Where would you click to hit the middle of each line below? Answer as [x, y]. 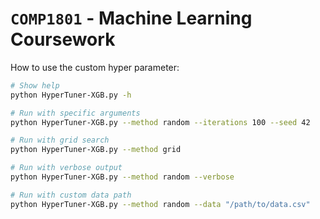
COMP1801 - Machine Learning [131, 18]
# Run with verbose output [66, 168]
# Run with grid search [60, 140]
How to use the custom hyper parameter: [95, 67]
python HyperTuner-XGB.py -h [71, 95]
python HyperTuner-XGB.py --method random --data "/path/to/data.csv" [160, 204]
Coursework [63, 39]
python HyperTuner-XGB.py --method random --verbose [122, 177]
